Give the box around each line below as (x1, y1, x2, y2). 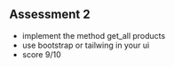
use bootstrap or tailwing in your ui (21, 40, 150, 50)
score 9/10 (21, 48, 61, 60)
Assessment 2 (9, 7, 91, 22)
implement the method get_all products (21, 30, 166, 41)
